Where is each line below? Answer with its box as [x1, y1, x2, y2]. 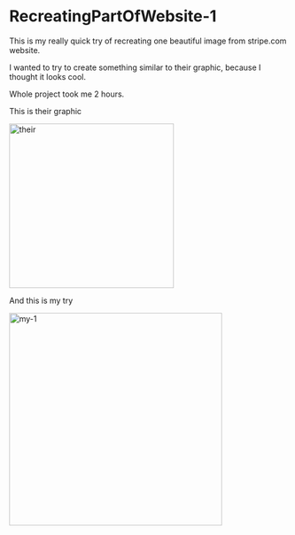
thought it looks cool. [9, 71, 87, 81]
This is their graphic [9, 105, 82, 116]
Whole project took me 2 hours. [9, 89, 125, 99]
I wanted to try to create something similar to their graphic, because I [9, 62, 261, 73]
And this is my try [9, 295, 74, 306]
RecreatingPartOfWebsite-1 [9, 6, 217, 27]
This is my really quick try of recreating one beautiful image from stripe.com [9, 35, 287, 46]
